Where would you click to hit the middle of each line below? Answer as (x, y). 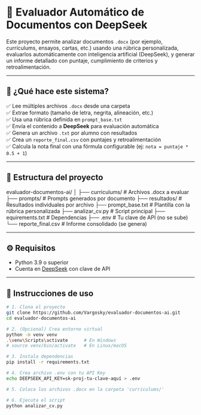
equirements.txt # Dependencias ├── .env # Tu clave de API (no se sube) (97, 217)
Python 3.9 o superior (42, 262)
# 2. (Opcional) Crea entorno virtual (54, 329)
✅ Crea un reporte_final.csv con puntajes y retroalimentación (84, 140)
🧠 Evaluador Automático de (75, 12)
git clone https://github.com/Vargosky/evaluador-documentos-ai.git (93, 313)
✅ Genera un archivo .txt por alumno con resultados (72, 133)
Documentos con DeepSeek (77, 25)
